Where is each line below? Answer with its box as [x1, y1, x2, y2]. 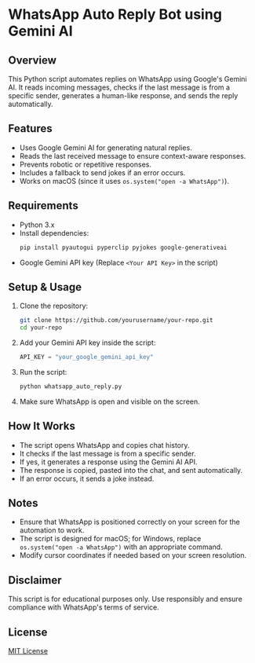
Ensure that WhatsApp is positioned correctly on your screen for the [19, 517, 241, 527]
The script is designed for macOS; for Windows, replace [19, 534, 202, 544]
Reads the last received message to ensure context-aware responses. [19, 151, 246, 160]
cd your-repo [19, 324, 63, 331]
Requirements [8, 199, 78, 213]
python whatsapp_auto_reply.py [19, 383, 122, 390]
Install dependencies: [19, 228, 89, 237]
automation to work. [19, 526, 85, 535]
